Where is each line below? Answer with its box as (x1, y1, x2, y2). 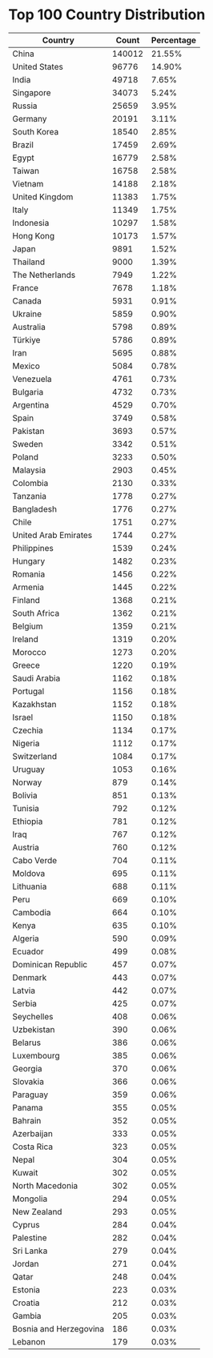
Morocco (12, 646, 46, 657)
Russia (12, 100, 38, 111)
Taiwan (12, 165, 40, 176)
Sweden (12, 438, 43, 449)
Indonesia (12, 217, 50, 228)
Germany (12, 113, 47, 124)
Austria (12, 842, 40, 853)
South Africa (12, 607, 60, 618)
